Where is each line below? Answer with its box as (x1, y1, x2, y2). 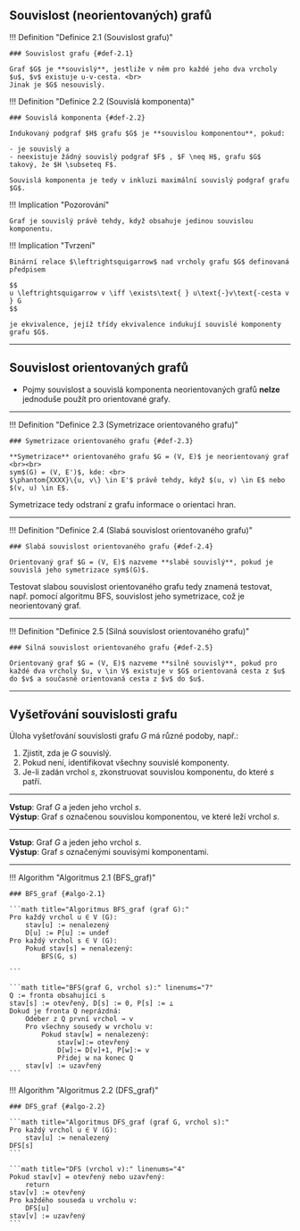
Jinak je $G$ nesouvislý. (9, 80, 105, 89)
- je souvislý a (9, 144, 70, 154)
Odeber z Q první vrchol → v (25, 1015, 134, 1024)
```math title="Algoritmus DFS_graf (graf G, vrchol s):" (9, 1118, 229, 1127)
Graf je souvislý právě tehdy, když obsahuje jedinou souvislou (9, 216, 254, 225)
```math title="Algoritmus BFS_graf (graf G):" (9, 905, 190, 915)
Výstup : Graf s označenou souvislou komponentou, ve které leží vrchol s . (9, 811, 279, 822)
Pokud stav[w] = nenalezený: (41, 1030, 150, 1040)
